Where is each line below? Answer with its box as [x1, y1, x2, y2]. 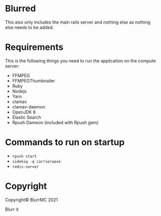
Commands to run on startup [5, 137, 125, 148]
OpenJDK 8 [12, 109, 36, 115]
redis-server [12, 164, 39, 169]
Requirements [5, 42, 64, 53]
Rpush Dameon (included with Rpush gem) [12, 119, 99, 125]
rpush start [12, 154, 37, 159]
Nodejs [12, 88, 27, 94]
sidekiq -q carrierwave [12, 159, 61, 164]
